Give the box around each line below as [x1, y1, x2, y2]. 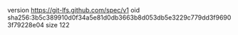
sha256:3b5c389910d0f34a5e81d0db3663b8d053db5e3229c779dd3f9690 [7, 13, 232, 22]
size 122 [46, 21, 70, 29]
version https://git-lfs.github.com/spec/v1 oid [7, 6, 140, 14]
